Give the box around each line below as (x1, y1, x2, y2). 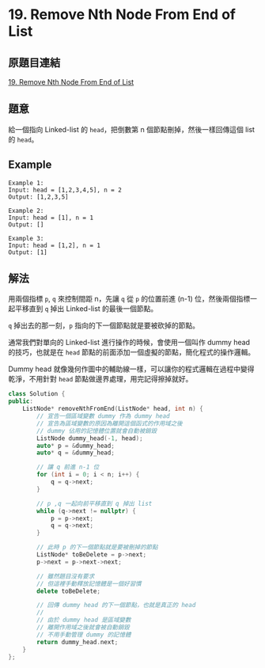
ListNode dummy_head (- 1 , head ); (36, 434, 144, 442)
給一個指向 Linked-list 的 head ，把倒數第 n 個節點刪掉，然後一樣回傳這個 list (8, 124, 256, 134)
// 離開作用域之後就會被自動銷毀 (36, 624, 131, 632)
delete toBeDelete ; (36, 587, 101, 595)
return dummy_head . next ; (36, 638, 119, 646)
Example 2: (8, 207, 44, 214)
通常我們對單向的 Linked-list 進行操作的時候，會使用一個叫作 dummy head (8, 338, 251, 347)
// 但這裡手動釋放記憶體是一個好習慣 (36, 579, 142, 587)
